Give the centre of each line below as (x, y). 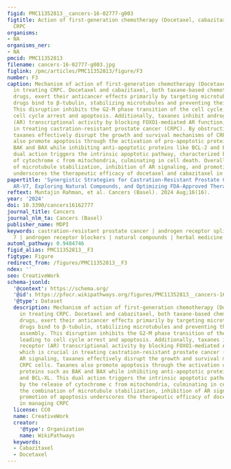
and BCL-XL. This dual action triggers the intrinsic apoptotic (113, 378)
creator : (26, 423)
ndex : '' (20, 269)
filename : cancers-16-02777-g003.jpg (61, 65)
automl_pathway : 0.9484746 (46, 244)
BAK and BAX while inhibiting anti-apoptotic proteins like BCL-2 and (117, 148)
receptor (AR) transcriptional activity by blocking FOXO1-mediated (120, 346)
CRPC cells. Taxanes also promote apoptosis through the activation (120, 365)
